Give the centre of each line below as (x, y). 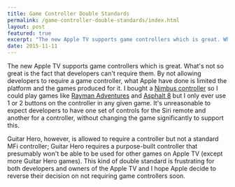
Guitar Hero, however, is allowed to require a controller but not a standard (113, 139)
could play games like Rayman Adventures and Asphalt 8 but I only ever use (116, 96)
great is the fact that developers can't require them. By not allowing (104, 73)
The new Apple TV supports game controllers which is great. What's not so (115, 66)
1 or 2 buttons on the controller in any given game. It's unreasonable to (109, 103)
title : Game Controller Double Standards (69, 14)
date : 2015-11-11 (33, 46)
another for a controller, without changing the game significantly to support (115, 118)
